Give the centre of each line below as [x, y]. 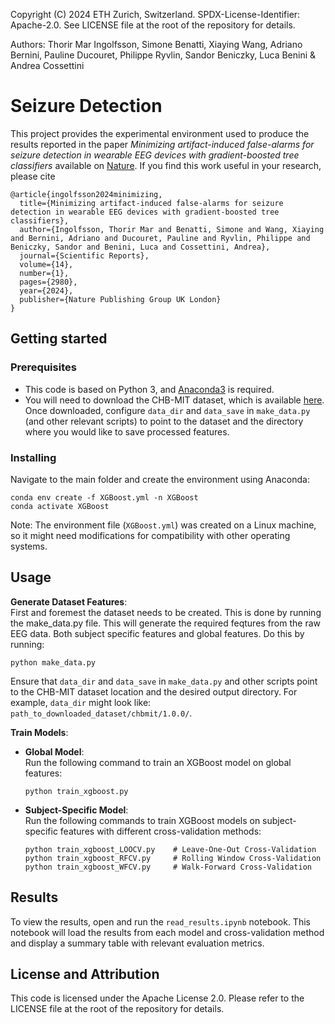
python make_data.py [53, 662]
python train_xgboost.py [76, 791]
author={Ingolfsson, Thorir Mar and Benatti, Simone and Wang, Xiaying [172, 229]
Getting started [59, 339]
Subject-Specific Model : [76, 810]
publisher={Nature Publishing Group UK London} [120, 299]
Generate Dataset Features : [69, 601]
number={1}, [44, 273]
